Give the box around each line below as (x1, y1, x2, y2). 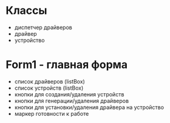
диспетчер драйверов (14, 24, 72, 31)
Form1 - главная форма (5, 58, 128, 71)
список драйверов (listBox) (14, 78, 86, 85)
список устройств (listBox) (14, 84, 84, 91)
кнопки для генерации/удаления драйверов (14, 97, 129, 104)
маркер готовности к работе (14, 110, 89, 117)
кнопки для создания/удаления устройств (14, 90, 124, 98)
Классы (5, 4, 47, 18)
